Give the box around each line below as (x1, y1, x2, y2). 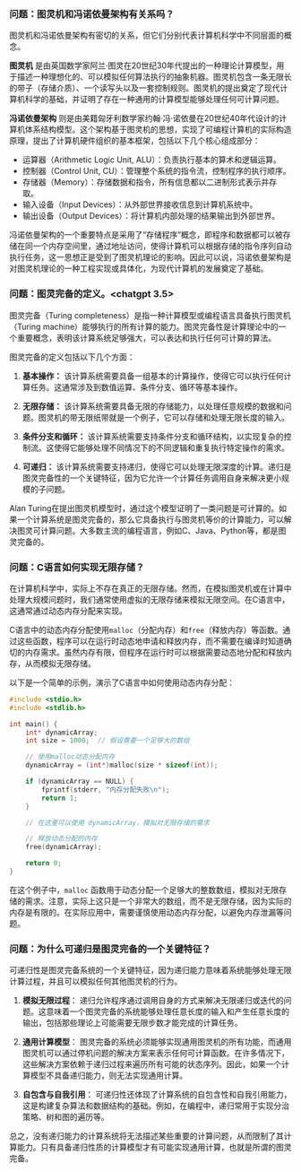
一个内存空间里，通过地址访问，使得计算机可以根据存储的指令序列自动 (32, 240, 292, 252)
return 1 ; (41, 794, 78, 803)
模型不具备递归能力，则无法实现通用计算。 (30, 1070, 188, 1081)
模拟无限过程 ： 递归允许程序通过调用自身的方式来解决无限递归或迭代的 (21, 995, 284, 1006)
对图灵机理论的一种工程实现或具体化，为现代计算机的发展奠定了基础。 (9, 263, 269, 274)
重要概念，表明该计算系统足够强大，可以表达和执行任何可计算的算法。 (16, 332, 276, 343)
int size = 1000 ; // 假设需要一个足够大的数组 (25, 736, 190, 745)
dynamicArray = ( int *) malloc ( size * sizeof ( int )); (25, 760, 219, 770)
